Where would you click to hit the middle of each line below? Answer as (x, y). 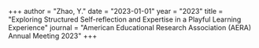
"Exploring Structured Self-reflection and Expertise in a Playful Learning (125, 19)
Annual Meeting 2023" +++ (53, 36)
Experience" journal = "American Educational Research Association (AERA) (130, 27)
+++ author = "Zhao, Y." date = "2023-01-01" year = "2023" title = (116, 11)
